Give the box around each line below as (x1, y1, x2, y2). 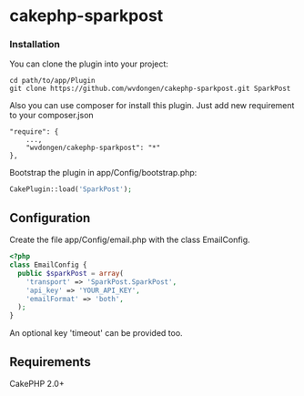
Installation (9, 38, 61, 51)
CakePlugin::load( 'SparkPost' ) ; (9, 185, 132, 194)
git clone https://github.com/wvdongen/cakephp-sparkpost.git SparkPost (9, 84, 291, 94)
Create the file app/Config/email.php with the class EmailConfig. (9, 234, 250, 246)
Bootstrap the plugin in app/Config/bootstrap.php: (9, 168, 198, 178)
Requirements (9, 354, 91, 370)
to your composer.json (9, 110, 94, 121)
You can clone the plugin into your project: (9, 58, 168, 69)
